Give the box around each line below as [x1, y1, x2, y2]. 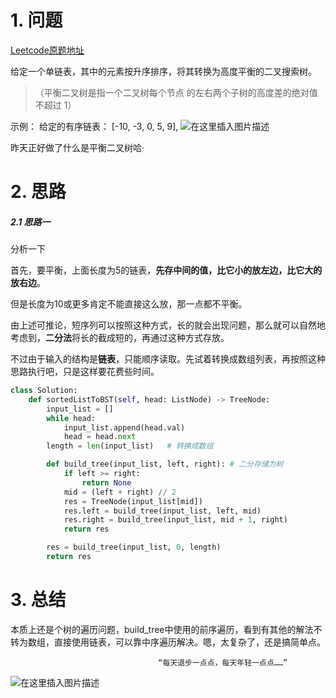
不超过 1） [34, 99, 77, 111]
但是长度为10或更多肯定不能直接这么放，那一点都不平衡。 [10, 298, 248, 310]
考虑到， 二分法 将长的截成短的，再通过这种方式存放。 [10, 332, 230, 344]
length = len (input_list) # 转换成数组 [46, 441, 214, 451]
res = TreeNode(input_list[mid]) [63, 496, 203, 506]
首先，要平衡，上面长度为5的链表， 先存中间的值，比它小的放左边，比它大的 [10, 264, 323, 276]
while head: [46, 413, 97, 423]
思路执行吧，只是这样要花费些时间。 [10, 366, 160, 378]
